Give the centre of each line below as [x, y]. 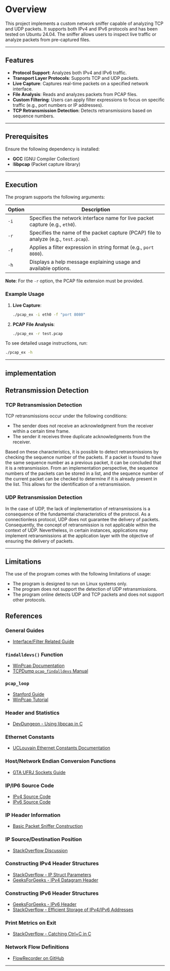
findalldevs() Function [34, 655]
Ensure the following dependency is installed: [53, 149]
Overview [26, 9]
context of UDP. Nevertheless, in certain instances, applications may [77, 530]
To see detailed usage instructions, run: [46, 343]
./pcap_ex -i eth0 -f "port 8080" [49, 314]
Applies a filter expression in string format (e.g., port [92, 248]
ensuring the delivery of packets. [40, 541]
